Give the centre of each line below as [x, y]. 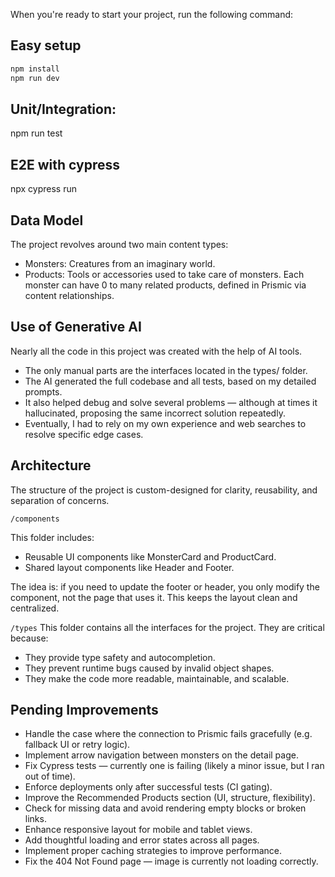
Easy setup [46, 45]
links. [35, 819]
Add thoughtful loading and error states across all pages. [142, 840]
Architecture [51, 465]
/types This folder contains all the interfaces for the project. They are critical [167, 627]
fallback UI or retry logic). [77, 745]
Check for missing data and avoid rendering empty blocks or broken [165, 808]
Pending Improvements [84, 710]
